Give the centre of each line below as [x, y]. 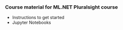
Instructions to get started [38, 18]
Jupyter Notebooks [31, 22]
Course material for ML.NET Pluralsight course [61, 7]
